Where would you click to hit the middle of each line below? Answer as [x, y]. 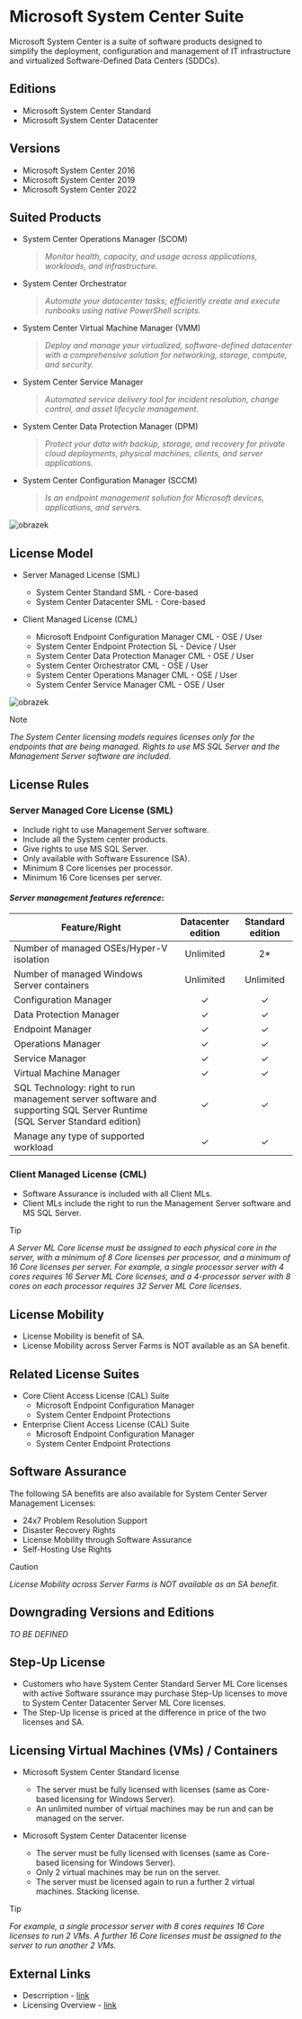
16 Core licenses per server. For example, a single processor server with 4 [147, 1267]
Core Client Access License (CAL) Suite [96, 1396]
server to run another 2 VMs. [63, 1945]
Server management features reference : [87, 898]
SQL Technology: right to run [75, 1088]
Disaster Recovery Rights [69, 1530]
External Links [50, 1974]
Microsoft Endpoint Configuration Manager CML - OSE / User [149, 637]
